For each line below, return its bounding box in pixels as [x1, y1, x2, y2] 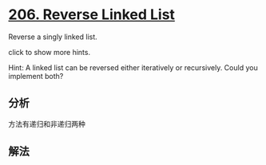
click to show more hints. [8, 47, 90, 57]
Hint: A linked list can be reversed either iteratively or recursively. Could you [8, 62, 258, 73]
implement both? [8, 71, 64, 81]
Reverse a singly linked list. [8, 32, 97, 41]
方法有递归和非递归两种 [8, 119, 85, 128]
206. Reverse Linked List [8, 6, 176, 24]
